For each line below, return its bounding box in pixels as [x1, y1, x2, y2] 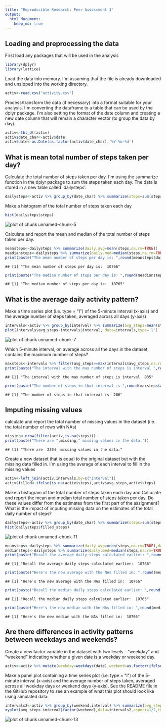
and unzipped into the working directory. [5, 81, 88, 87]
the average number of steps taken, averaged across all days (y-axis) [5, 313, 147, 319]
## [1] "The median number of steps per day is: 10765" [5, 282, 125, 287]
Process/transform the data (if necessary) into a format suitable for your [5, 100, 152, 105]
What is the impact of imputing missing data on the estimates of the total [5, 505, 153, 511]
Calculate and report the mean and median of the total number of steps [5, 231, 150, 237]
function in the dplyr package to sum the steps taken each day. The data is [5, 179, 157, 185]
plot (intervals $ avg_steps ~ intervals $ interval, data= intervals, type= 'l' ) [5, 328, 158, 333]
